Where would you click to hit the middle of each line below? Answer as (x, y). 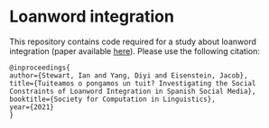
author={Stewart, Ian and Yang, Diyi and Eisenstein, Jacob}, (129, 75)
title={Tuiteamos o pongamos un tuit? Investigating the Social (133, 83)
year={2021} (32, 107)
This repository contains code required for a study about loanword (133, 41)
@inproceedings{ (40, 68)
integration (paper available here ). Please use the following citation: (134, 50)
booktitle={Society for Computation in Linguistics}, (113, 99)
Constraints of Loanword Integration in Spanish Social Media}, (133, 91)
